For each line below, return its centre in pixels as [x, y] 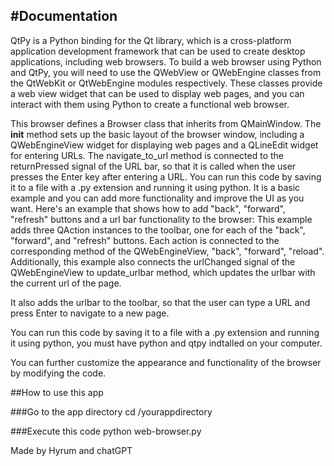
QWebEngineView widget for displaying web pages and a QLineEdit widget [164, 145]
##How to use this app [57, 392]
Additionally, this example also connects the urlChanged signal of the [153, 261]
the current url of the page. [66, 283]
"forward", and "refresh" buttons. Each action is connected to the [145, 240]
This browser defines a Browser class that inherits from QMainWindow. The [166, 123]
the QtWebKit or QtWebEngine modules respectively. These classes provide [166, 83]
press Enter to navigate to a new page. [90, 313]
